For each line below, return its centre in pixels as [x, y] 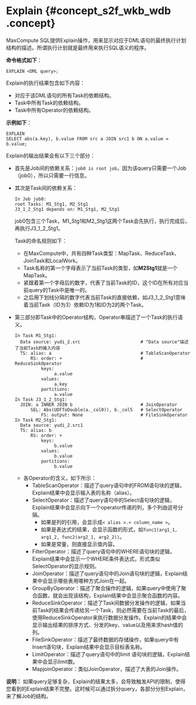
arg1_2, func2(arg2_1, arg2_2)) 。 [82, 536]
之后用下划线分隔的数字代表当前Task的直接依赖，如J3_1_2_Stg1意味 [104, 297]
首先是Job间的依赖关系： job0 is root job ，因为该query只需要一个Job [100, 168]
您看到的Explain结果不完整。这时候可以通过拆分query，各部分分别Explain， [97, 689]
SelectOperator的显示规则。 [66, 566]
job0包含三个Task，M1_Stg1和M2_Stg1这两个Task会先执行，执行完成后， [102, 221]
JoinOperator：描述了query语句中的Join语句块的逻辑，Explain [107, 573]
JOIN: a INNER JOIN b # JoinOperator [99, 404]
